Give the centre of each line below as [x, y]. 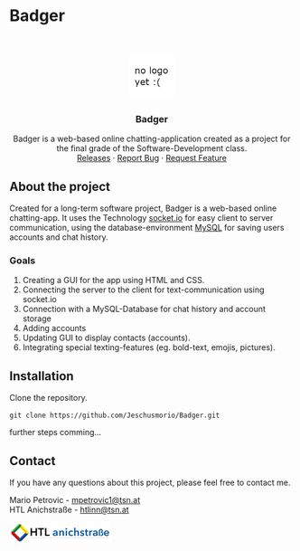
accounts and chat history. [59, 237]
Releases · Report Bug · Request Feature [152, 158]
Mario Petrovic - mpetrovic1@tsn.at [75, 499]
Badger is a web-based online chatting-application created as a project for [152, 139]
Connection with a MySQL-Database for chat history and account [144, 309]
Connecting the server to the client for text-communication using [143, 290]
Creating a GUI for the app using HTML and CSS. [113, 280]
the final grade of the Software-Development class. [152, 148]
